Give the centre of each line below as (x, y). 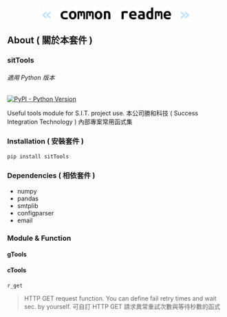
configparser (35, 213)
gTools (17, 255)
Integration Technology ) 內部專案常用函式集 (70, 122)
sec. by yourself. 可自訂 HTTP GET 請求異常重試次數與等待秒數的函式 (122, 307)
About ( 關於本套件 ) (50, 40)
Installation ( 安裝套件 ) (45, 141)
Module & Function (39, 238)
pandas (28, 198)
